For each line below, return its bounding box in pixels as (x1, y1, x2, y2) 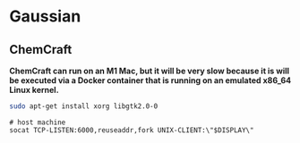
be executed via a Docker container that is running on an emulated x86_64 (9, 75, 292, 86)
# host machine (9, 118, 66, 127)
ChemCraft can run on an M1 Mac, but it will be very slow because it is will (9, 65, 289, 76)
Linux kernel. (9, 85, 60, 95)
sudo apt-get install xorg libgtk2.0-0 (9, 102, 159, 111)
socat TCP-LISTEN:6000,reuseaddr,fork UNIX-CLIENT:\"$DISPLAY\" (9, 125, 254, 135)
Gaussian (9, 6, 81, 27)
